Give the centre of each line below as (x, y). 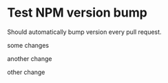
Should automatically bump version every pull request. (84, 32)
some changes (28, 45)
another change (30, 58)
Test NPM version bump (77, 13)
